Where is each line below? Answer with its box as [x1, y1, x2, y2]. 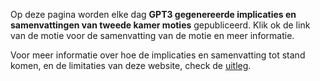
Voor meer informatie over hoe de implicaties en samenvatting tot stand [10, 49, 306, 61]
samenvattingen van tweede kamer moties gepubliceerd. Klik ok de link [10, 19, 311, 31]
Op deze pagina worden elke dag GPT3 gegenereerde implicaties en [10, 9, 297, 20]
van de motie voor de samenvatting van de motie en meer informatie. [10, 30, 295, 41]
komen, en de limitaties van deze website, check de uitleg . [10, 60, 252, 71]
